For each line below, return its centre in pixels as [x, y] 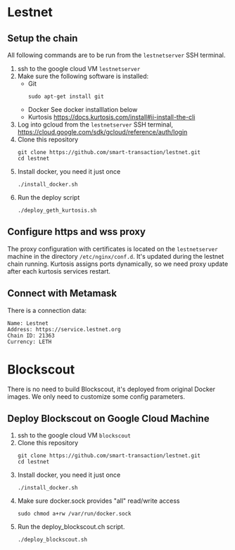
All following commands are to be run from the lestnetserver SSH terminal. [116, 55]
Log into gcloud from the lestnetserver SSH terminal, [95, 124]
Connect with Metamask [62, 294]
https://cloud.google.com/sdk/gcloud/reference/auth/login [102, 132]
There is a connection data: [47, 310]
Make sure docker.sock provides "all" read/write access [99, 501]
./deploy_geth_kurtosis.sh [57, 210]
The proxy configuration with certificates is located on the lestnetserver [113, 249]
